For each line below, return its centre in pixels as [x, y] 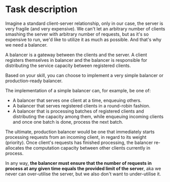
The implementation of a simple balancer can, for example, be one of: [78, 90]
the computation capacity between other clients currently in [88, 148]
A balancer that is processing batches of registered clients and [78, 111]
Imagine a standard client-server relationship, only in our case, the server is [84, 23]
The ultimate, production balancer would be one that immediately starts [80, 132]
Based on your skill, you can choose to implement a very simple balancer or [84, 75]
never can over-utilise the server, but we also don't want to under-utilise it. [83, 174]
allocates [15, 148]
